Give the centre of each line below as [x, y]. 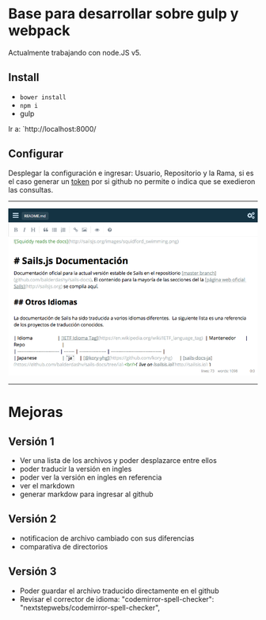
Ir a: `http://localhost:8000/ [52, 128]
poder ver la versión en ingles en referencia [91, 477]
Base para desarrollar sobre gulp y [123, 14]
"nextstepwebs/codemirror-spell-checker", [90, 607]
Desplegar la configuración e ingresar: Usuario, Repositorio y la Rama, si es [131, 173]
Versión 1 [31, 441]
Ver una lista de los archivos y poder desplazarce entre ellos [118, 460]
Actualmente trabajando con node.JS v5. [75, 52]
